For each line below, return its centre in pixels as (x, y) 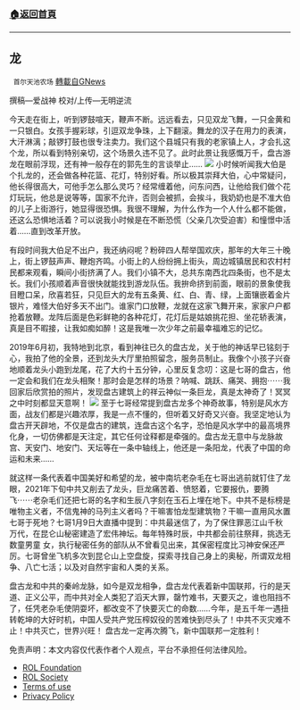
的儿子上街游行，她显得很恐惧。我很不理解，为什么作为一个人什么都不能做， (150, 209)
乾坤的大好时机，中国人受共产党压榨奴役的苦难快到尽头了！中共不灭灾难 (150, 620)
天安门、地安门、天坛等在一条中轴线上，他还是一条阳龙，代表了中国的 (154, 447)
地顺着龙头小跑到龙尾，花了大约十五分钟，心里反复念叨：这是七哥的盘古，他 (150, 370)
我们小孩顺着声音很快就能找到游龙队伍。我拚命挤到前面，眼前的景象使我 (158, 284)
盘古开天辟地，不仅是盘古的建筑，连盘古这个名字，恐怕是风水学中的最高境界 (150, 425)
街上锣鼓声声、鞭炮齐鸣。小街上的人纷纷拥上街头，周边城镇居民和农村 (154, 262)
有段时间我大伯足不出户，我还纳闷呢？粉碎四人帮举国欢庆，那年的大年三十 (146, 250)
